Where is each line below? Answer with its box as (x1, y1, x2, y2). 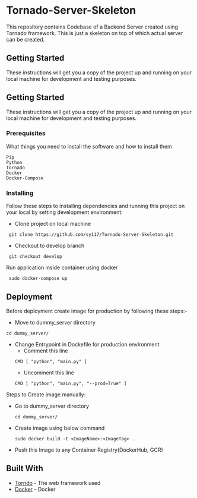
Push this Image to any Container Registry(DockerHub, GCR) (14, 446, 163, 453)
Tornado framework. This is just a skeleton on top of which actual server (6, 29, 183, 36)
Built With (6, 464, 43, 474)
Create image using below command (14, 424, 105, 431)
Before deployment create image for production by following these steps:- (6, 307, 188, 314)
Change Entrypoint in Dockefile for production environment (14, 341, 160, 348)
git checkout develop (8, 254, 62, 260)
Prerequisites (6, 129, 46, 137)
